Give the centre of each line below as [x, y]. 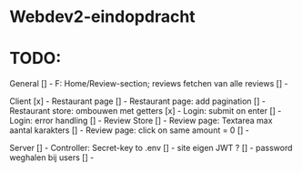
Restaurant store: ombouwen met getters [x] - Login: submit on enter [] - [146, 111]
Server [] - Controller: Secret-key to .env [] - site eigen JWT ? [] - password [151, 148]
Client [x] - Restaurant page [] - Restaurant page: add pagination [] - [138, 101]
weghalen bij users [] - [52, 157]
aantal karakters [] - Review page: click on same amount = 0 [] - [130, 130]
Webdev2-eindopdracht [102, 17]
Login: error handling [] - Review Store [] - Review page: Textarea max [141, 121]
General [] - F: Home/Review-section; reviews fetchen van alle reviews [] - [149, 84]
